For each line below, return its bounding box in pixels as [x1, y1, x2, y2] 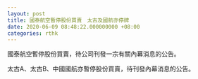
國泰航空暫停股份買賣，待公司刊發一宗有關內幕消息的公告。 [7, 50, 180, 58]
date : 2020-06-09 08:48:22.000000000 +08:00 [7, 23, 140, 30]
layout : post [7, 10, 46, 17]
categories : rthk [7, 29, 58, 37]
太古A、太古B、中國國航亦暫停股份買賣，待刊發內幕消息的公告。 [7, 64, 195, 73]
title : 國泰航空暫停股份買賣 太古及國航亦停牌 [7, 17, 130, 24]
